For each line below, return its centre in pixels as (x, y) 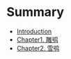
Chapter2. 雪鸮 (38, 48)
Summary (35, 12)
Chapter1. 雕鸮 (37, 40)
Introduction (34, 31)
